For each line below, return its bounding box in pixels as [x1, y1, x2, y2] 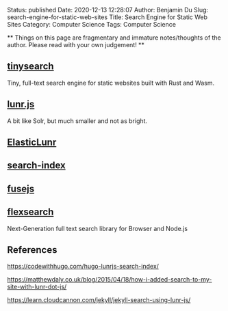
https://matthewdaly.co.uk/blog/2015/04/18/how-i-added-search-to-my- [7, 275, 212, 284]
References [7, 244, 58, 256]
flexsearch [7, 206, 54, 218]
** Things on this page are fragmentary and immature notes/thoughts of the [7, 33, 221, 42]
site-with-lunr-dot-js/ [7, 283, 67, 291]
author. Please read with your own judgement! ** [7, 41, 145, 49]
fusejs [7, 182, 35, 194]
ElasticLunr [7, 137, 57, 148]
